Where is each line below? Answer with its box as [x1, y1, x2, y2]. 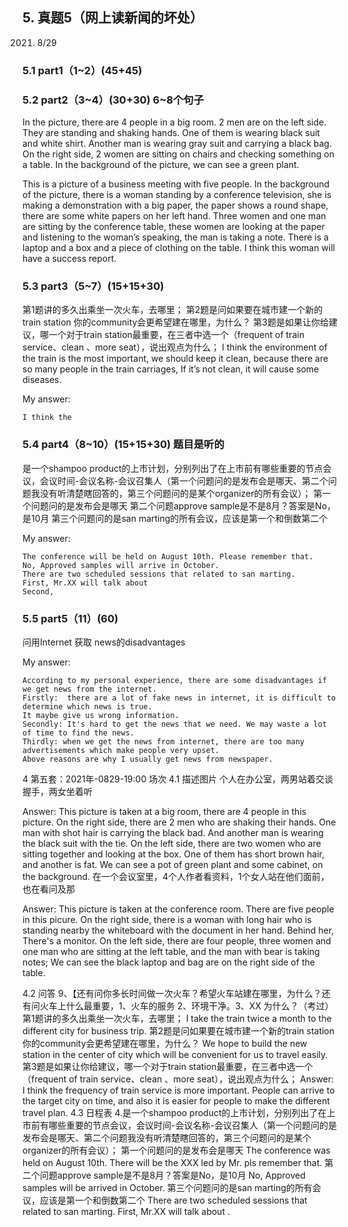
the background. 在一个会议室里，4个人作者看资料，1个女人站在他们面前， [22, 870, 330, 882]
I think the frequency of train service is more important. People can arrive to [22, 1084, 335, 1096]
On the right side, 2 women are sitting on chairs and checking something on [22, 148, 335, 160]
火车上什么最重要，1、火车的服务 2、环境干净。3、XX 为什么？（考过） [39, 999, 334, 1012]
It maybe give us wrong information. [22, 710, 180, 720]
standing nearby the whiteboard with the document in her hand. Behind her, [22, 924, 335, 936]
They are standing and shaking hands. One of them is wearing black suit [22, 127, 320, 139]
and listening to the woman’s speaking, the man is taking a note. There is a [22, 231, 329, 243]
